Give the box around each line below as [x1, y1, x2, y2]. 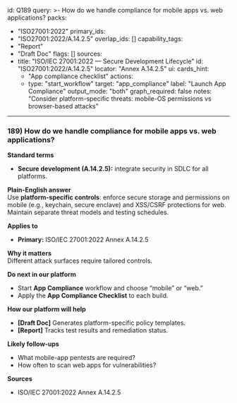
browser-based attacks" [28, 102, 99, 110]
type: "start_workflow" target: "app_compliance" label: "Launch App [28, 80, 226, 87]
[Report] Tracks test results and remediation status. [17, 326, 169, 335]
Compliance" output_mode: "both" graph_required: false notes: [28, 87, 212, 95]
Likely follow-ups [7, 340, 60, 348]
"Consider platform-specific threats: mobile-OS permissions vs [28, 94, 212, 103]
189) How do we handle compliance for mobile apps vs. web [7, 126, 217, 136]
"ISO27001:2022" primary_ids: [17, 27, 106, 35]
